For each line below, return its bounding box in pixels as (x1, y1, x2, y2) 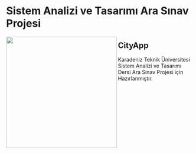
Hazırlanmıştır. (117, 75, 153, 82)
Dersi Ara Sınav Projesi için (117, 69, 184, 75)
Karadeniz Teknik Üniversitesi (117, 56, 190, 63)
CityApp (117, 40, 149, 50)
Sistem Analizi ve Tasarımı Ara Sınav (6, 4, 189, 18)
